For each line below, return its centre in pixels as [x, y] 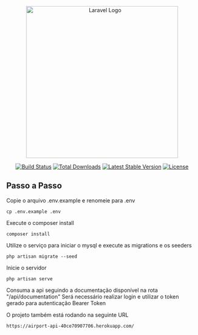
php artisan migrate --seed [42, 256]
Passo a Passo [34, 186]
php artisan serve [29, 279]
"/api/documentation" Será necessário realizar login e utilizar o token [93, 296]
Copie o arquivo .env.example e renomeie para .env [71, 200]
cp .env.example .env [34, 212]
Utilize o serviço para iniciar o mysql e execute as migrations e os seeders [99, 245]
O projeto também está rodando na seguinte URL [67, 315]
